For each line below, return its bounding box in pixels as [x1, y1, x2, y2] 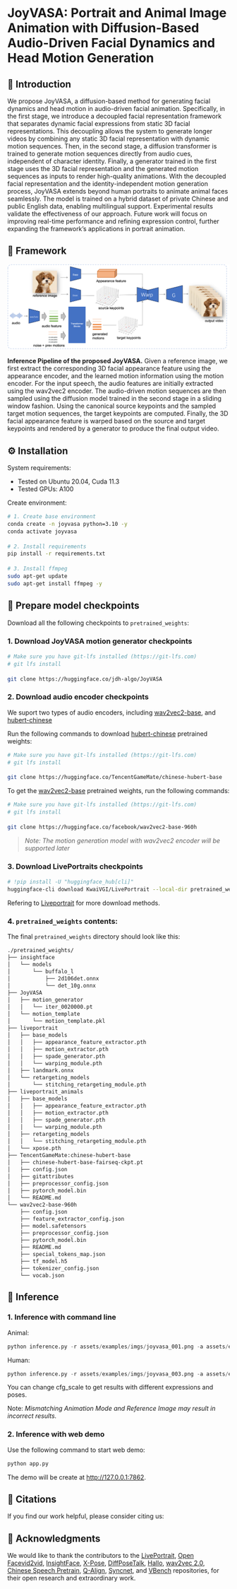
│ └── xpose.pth [7, 1145, 61, 1152]
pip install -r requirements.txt [7, 550, 106, 558]
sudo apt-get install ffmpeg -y [7, 580, 102, 587]
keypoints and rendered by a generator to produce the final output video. [7, 424, 220, 433]
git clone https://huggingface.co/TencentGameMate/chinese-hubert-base [7, 774, 222, 781]
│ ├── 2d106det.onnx [7, 975, 99, 983]
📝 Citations [7, 1494, 57, 1506]
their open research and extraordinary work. [7, 1574, 136, 1583]
